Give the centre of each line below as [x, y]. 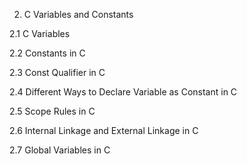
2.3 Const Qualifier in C [57, 72]
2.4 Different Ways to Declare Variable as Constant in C [123, 92]
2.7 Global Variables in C [60, 150]
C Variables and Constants [78, 14]
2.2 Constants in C [47, 53]
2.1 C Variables [40, 33]
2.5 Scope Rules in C [52, 111]
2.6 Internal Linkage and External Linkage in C [104, 130]
